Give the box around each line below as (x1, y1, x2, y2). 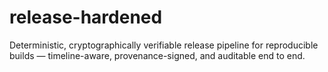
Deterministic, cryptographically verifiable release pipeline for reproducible (9, 39, 319, 51)
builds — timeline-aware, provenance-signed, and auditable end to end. (9, 49, 306, 61)
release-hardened (9, 6, 163, 29)
